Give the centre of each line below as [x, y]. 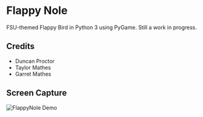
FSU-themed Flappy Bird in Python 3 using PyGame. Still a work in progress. [101, 27]
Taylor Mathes [33, 67]
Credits [21, 46]
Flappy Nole [37, 11]
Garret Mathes [33, 74]
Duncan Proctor [35, 61]
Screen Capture [37, 93]
